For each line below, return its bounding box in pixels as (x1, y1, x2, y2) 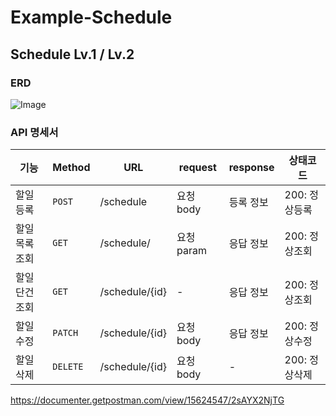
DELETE (52, 361, 84, 373)
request (178, 161, 217, 175)
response (228, 161, 275, 175)
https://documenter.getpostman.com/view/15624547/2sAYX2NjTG (10, 394, 285, 406)
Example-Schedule (10, 6, 173, 29)
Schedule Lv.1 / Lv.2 (10, 46, 135, 63)
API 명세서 (10, 125, 59, 139)
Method (52, 161, 91, 175)
